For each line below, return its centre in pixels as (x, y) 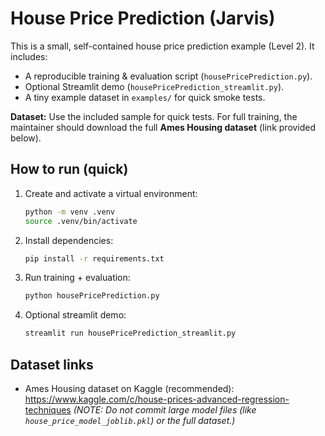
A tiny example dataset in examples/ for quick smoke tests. (145, 97)
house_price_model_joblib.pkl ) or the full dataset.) (130, 420)
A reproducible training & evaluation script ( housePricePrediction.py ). (168, 76)
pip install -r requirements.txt (94, 258)
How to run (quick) (69, 169)
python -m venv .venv (69, 212)
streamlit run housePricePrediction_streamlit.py (130, 333)
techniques (48, 409)
